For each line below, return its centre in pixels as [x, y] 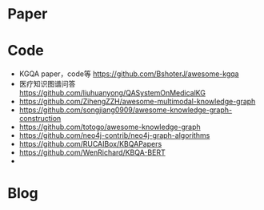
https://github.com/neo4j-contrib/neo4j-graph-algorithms [114, 135]
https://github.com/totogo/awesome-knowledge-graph [110, 127]
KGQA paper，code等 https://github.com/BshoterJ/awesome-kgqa [129, 74]
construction [40, 119]
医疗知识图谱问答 [47, 84]
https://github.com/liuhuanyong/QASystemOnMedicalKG [112, 93]
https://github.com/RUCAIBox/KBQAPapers [90, 144]
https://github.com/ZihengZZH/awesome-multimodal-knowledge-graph [137, 102]
